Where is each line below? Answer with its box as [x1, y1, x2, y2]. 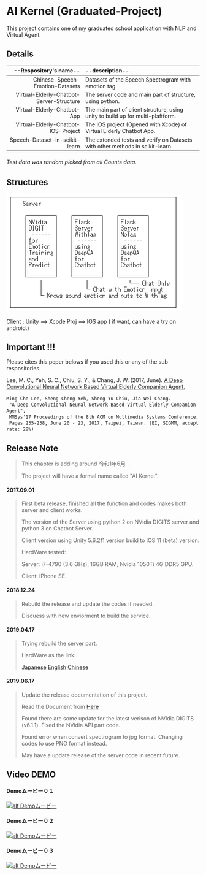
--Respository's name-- [13, 67, 80, 74]
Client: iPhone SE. [21, 572, 67, 580]
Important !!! [6, 342, 56, 353]
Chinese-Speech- [32, 75, 80, 83]
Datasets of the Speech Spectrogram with [85, 75, 191, 83]
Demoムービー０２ [6, 817, 54, 825]
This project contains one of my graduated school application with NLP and [6, 25, 197, 32]
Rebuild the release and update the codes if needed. [21, 600, 154, 608]
